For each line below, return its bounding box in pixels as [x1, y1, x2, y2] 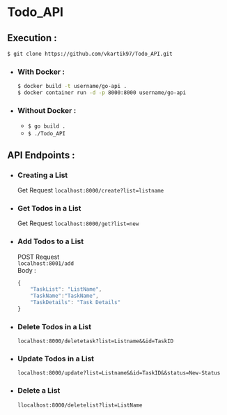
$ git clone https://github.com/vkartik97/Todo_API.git [7, 50, 173, 57]
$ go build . [27, 123, 66, 130]
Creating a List [17, 170, 68, 180]
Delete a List [17, 386, 61, 395]
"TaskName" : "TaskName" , [30, 292, 99, 300]
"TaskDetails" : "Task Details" [30, 299, 121, 306]
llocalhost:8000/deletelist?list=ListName [17, 402, 143, 409]
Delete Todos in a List [17, 322, 92, 331]
